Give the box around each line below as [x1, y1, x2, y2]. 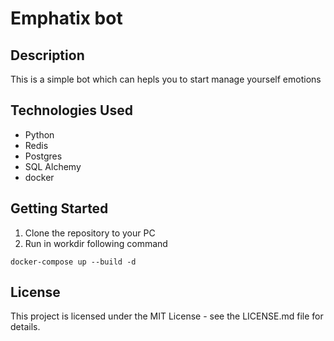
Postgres [24, 150, 63, 162]
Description [10, 47, 85, 64]
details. [10, 321, 41, 333]
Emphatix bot [10, 7, 123, 30]
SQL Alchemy [24, 160, 82, 172]
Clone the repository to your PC [24, 227, 156, 239]
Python [24, 128, 55, 141]
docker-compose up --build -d [10, 257, 137, 267]
